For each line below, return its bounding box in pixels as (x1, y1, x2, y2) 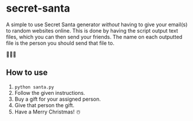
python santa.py (14, 84, 54, 90)
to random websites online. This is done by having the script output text (6, 27, 178, 34)
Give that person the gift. (14, 101, 75, 109)
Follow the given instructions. (14, 89, 86, 96)
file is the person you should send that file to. (6, 40, 115, 47)
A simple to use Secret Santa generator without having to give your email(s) (6, 21, 188, 28)
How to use (6, 67, 48, 77)
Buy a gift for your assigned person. (14, 95, 101, 102)
